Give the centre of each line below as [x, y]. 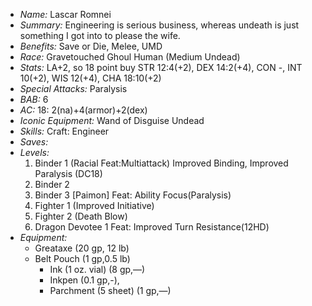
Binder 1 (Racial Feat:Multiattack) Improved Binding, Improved [161, 163]
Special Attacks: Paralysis [73, 88]
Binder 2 [52, 184]
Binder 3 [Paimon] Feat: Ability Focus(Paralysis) [133, 195]
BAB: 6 [34, 99]
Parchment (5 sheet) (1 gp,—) [110, 290]
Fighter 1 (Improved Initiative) [94, 205]
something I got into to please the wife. [100, 35]
